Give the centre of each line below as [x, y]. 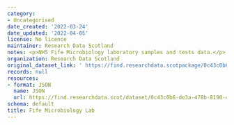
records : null [28, 72]
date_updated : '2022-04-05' [48, 33]
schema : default [31, 104]
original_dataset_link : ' [45, 65]
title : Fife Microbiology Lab [51, 110]
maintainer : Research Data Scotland [60, 46]
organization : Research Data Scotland [63, 59]
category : [22, 14]
